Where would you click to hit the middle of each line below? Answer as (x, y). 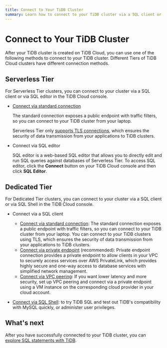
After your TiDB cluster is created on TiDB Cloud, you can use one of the (80, 53)
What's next (24, 323)
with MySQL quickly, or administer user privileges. (64, 308)
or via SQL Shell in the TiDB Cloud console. (49, 204)
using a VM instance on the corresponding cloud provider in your (87, 287)
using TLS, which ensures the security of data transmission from (86, 239)
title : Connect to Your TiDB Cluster (44, 10)
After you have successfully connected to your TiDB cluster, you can (76, 335)
